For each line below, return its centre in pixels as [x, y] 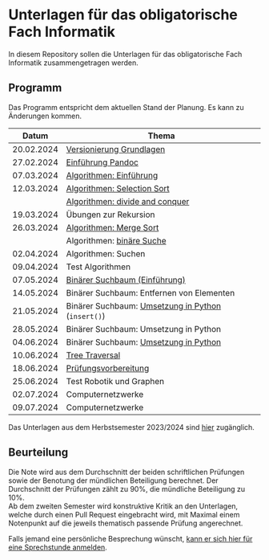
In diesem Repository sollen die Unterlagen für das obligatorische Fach [125, 54]
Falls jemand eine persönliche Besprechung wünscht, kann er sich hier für [130, 538]
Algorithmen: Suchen [106, 253]
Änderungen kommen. [45, 116]
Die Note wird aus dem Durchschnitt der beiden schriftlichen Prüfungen [126, 472]
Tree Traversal [93, 355]
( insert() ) [86, 316]
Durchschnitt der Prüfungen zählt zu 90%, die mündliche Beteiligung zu [127, 488]
